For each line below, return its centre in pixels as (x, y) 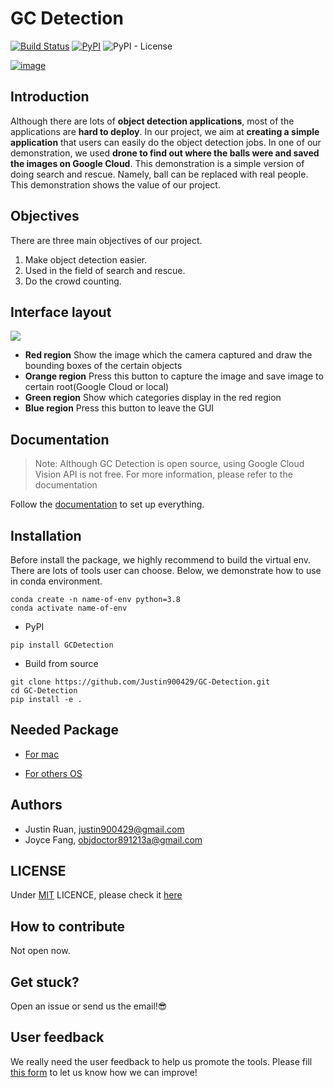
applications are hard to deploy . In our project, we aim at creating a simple (165, 131)
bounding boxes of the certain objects (103, 366)
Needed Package (65, 730)
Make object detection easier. (86, 259)
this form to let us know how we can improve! (104, 1072)
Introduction (50, 97)
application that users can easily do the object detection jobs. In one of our (166, 142)
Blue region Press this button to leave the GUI (119, 408)
